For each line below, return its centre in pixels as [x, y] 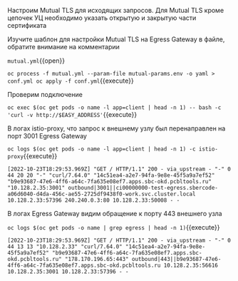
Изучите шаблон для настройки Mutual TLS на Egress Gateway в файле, [116, 39]
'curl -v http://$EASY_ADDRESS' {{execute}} [72, 114]
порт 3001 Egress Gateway [47, 136]
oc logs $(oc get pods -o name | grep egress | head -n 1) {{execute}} [114, 227]
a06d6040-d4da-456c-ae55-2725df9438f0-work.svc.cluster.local [102, 194]
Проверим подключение [45, 94]
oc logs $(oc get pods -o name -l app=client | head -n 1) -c [102, 149]
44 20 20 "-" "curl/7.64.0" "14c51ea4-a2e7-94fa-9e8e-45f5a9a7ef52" [111, 175]
